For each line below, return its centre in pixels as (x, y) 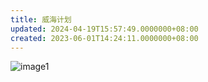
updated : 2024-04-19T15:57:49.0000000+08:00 (104, 29)
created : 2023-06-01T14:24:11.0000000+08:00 (104, 38)
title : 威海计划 (41, 19)
